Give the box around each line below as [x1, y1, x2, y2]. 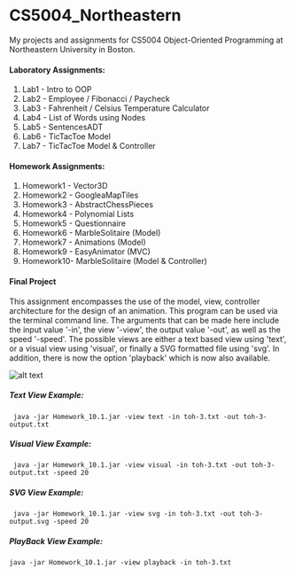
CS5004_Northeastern [9, 5, 182, 26]
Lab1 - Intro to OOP [21, 84, 92, 95]
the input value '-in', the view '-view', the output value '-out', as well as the [9, 324, 281, 335]
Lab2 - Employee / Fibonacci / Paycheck [21, 94, 170, 105]
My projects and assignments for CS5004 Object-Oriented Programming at [9, 35, 283, 45]
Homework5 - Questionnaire [21, 218, 127, 229]
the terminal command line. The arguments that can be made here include [9, 315, 280, 325]
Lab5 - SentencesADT [21, 121, 104, 133]
